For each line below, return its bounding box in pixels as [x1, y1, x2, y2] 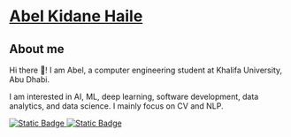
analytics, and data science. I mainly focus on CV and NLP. [9, 101, 224, 111]
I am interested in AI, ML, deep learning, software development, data [9, 91, 259, 102]
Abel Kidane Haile [9, 6, 143, 27]
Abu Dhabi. [9, 74, 50, 85]
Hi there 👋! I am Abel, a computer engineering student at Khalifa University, [9, 65, 283, 75]
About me [9, 42, 65, 57]
